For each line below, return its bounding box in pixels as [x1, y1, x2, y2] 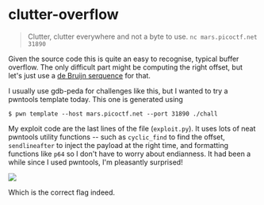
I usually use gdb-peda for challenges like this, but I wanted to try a [8, 85, 228, 96]
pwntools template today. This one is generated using [8, 94, 184, 104]
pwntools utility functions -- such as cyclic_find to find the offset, [8, 132, 226, 142]
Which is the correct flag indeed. [8, 188, 116, 197]
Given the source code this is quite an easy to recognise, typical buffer [8, 54, 239, 63]
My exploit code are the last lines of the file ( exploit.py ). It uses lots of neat [8, 123, 256, 133]
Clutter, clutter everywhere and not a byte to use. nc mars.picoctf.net [27, 32, 258, 41]
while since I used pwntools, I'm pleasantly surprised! [8, 157, 184, 167]
